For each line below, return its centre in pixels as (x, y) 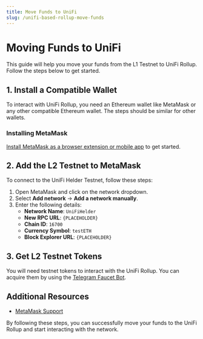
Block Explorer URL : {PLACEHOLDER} (68, 237)
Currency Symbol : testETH (58, 231)
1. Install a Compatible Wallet (62, 90)
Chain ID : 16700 (43, 224)
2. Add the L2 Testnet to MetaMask (74, 166)
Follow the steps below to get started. (53, 71)
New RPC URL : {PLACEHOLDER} (61, 218)
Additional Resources (48, 296)
